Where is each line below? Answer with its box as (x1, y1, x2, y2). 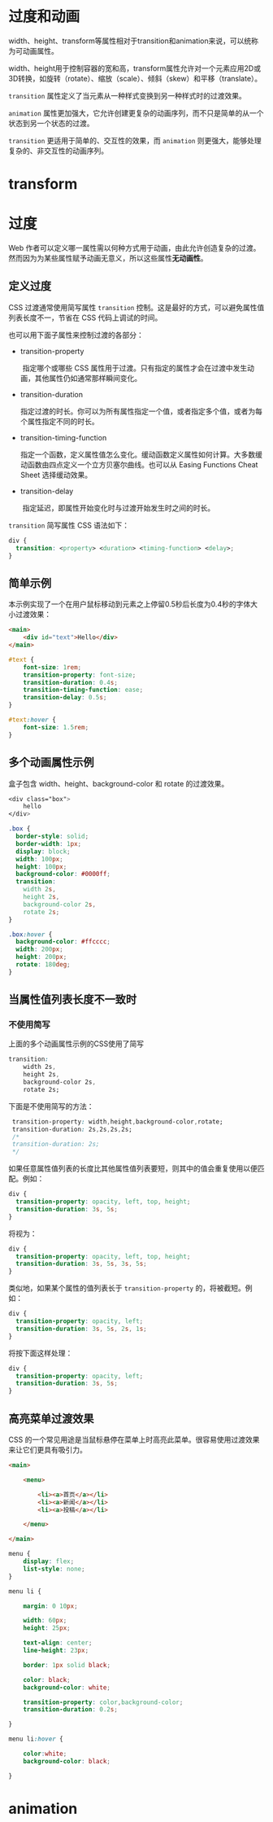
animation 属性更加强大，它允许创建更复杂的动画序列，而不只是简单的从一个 (8, 107, 264, 118)
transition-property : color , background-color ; (23, 1698, 184, 1706)
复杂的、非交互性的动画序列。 (8, 146, 108, 155)
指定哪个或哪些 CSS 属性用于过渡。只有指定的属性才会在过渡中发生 (22, 363, 248, 373)
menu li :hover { (8, 1735, 63, 1743)
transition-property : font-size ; (23, 671, 136, 679)
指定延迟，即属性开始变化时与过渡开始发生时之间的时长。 (22, 502, 215, 513)
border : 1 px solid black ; (23, 1661, 111, 1669)
